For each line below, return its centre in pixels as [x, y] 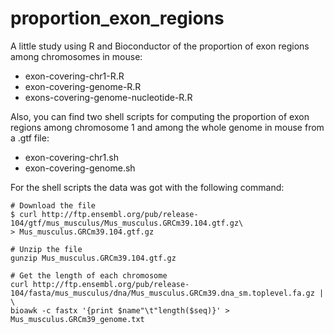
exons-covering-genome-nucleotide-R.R [108, 97]
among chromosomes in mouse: [76, 56]
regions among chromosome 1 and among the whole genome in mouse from [167, 127]
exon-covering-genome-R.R [83, 86]
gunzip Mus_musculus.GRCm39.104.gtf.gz [93, 258]
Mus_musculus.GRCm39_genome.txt [77, 319]
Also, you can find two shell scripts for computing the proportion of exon [160, 116]
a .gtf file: [30, 138]
